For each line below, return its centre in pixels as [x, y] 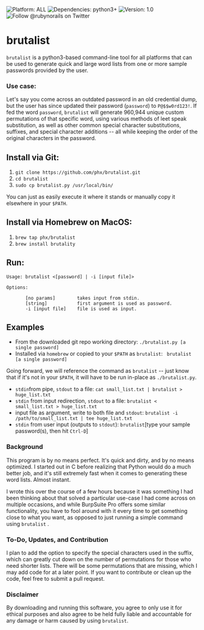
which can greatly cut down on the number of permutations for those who [99, 559]
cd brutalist [32, 179]
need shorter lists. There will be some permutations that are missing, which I [102, 566]
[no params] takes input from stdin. [82, 298]
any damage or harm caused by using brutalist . [67, 621]
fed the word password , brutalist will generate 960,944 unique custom [95, 112]
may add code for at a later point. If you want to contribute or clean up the [99, 572]
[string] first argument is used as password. [99, 303]
